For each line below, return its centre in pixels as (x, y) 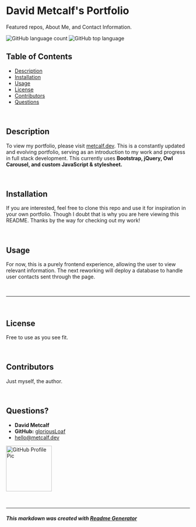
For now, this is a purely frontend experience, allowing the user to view (91, 264)
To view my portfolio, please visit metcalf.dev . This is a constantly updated (95, 146)
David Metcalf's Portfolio (68, 11)
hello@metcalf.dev (37, 438)
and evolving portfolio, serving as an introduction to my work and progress (96, 152)
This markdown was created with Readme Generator (71, 518)
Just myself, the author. (34, 381)
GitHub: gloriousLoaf (40, 431)
